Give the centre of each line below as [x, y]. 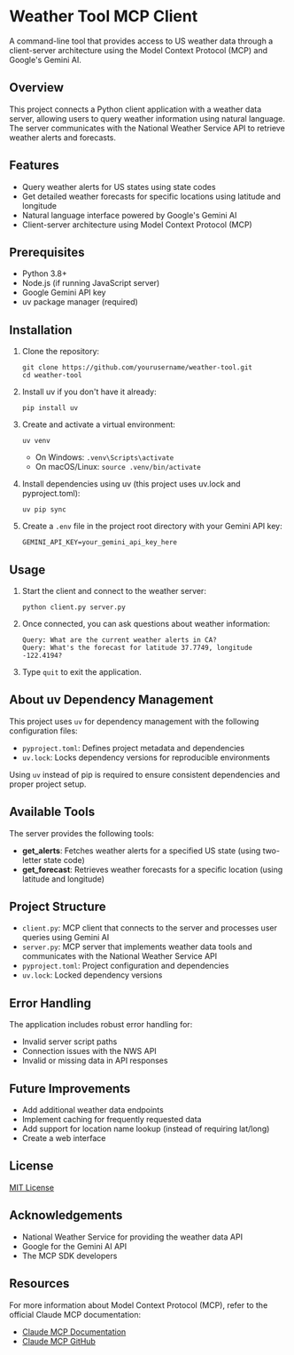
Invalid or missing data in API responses [95, 1061]
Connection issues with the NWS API [89, 1051]
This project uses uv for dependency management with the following [134, 721]
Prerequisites [47, 252]
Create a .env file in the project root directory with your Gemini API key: [152, 527]
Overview [37, 87]
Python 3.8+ [45, 273]
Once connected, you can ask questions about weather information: [146, 624]
